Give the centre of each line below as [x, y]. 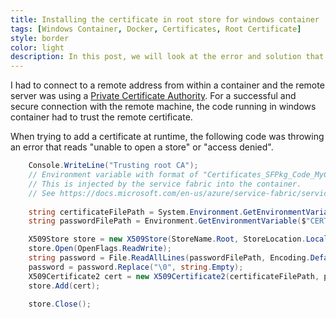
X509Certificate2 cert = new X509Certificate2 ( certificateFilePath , [174, 276]
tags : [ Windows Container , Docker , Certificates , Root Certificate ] [156, 29]
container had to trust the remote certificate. [101, 117]
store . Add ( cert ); [64, 286]
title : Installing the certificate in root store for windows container [165, 19]
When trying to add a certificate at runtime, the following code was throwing [167, 137]
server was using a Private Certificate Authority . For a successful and [153, 96]
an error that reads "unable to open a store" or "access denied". [142, 147]
